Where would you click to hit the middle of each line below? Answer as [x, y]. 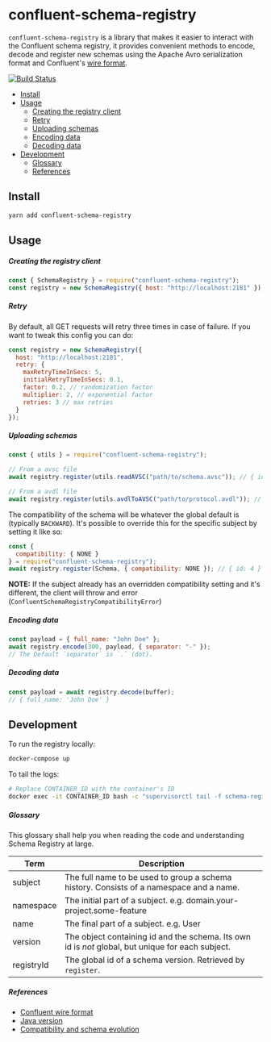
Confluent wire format [56, 1012]
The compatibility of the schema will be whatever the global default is [124, 515]
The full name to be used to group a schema [148, 877]
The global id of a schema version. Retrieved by [154, 960]
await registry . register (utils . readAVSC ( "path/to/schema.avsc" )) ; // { [131, 477]
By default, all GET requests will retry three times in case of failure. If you [130, 326]
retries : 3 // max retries [68, 402]
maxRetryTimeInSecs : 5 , [63, 373]
